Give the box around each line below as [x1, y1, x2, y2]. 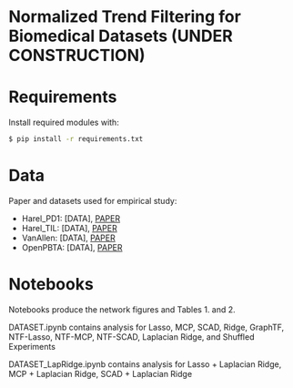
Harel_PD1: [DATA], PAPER [21, 212, 120, 224]
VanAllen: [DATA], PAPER [21, 232, 116, 243]
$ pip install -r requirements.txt [8, 135, 144, 144]
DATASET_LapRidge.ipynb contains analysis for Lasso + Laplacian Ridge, [8, 358, 282, 370]
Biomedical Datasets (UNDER [8, 26, 233, 46]
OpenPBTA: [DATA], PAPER [21, 241, 124, 252]
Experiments [8, 341, 56, 352]
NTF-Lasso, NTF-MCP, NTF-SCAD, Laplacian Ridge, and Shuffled [8, 331, 255, 342]
